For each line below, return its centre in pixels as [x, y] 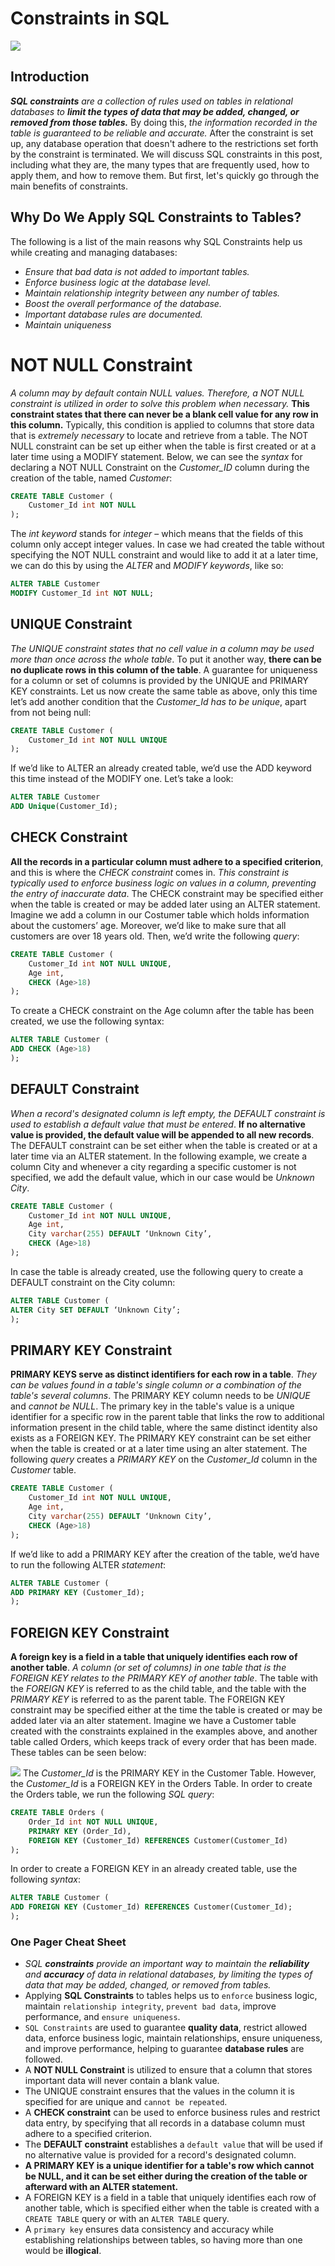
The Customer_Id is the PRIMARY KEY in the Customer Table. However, [169, 1773]
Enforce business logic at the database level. [118, 282]
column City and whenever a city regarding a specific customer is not [153, 1166]
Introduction [50, 77]
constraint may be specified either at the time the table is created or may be [166, 1710]
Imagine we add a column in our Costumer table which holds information [160, 914]
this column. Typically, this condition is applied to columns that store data [162, 424]
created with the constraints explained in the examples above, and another [164, 1731]
